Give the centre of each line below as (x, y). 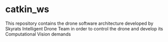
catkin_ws (27, 9)
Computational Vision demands (38, 34)
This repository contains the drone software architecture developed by (79, 23)
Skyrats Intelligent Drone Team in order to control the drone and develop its (84, 28)
